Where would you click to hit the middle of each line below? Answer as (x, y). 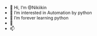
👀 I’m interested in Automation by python (51, 13)
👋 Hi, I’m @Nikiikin (28, 8)
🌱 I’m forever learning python (39, 18)
